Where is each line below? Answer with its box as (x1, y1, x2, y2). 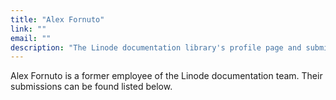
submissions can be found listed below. (10, 81, 173, 93)
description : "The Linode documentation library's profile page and (10, 42, 302, 53)
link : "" (10, 24, 47, 34)
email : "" (10, 33, 52, 43)
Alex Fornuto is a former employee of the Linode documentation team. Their (10, 70, 323, 82)
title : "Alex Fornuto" (10, 14, 105, 25)
